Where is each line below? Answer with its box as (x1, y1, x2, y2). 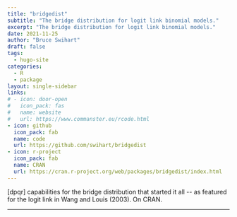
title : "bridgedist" (7, 10, 68, 18)
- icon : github (7, 122, 52, 129)
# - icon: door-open (7, 96, 68, 103)
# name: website (7, 109, 61, 116)
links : (7, 89, 27, 96)
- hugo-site (13, 57, 49, 64)
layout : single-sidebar (7, 83, 78, 90)
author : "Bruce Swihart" (7, 37, 80, 44)
